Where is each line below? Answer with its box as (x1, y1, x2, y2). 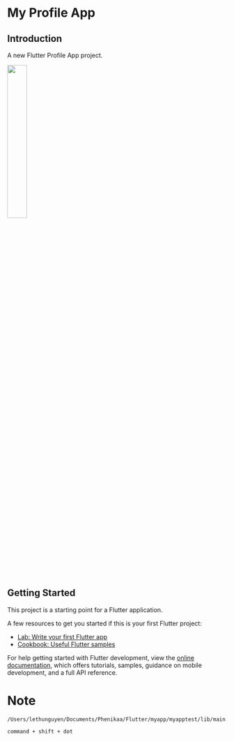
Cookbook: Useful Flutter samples (17, 640, 116, 648)
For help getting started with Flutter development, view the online (7, 653, 195, 662)
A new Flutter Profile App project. (7, 51, 103, 59)
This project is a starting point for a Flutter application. (7, 605, 163, 614)
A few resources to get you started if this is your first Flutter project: (7, 619, 202, 627)
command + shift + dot (7, 728, 73, 735)
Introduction (7, 33, 63, 45)
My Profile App (7, 5, 95, 21)
